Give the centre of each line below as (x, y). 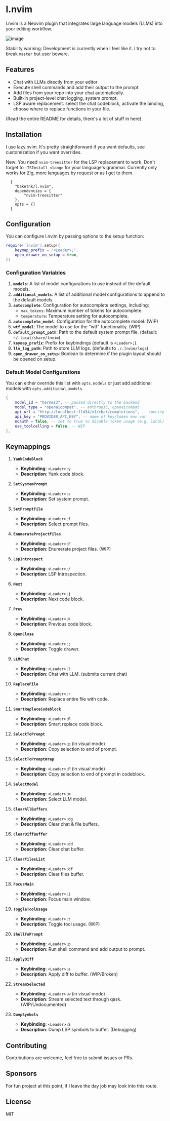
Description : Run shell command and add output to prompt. (83, 949)
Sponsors (21, 1074)
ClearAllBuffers (30, 809)
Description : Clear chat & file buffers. (60, 824)
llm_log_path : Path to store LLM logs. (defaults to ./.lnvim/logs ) (81, 349)
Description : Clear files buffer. (52, 874)
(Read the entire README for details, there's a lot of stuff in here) (74, 119)
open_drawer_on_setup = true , (47, 255)
